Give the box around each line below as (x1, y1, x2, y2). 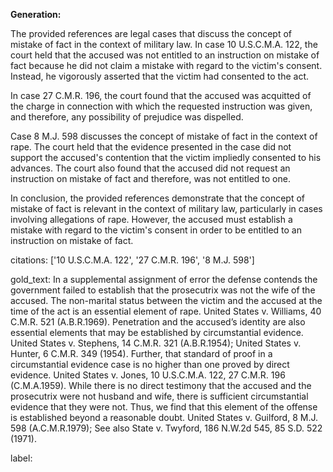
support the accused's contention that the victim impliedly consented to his (10, 152, 322, 163)
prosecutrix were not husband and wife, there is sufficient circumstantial (10, 390, 309, 402)
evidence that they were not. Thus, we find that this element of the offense (10, 401, 318, 413)
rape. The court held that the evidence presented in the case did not (10, 141, 292, 153)
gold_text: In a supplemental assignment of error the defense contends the (10, 274, 318, 285)
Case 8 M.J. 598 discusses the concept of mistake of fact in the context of (10, 130, 318, 142)
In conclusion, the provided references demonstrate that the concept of (10, 192, 305, 204)
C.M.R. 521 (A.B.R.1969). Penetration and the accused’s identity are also (10, 316, 306, 328)
